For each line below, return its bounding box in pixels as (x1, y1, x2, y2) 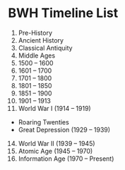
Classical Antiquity (18, 43, 73, 52)
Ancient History (18, 36, 64, 44)
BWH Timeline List (8, 5, 119, 21)
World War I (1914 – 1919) (18, 104, 91, 112)
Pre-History (18, 28, 52, 37)
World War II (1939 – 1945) (18, 139, 95, 147)
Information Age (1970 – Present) (18, 154, 114, 163)
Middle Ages (18, 51, 56, 60)
